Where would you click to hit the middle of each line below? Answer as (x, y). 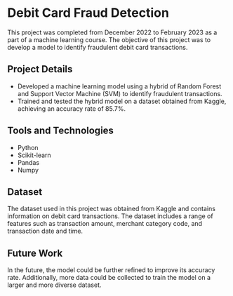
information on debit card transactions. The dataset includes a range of (110, 216)
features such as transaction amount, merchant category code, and (105, 224)
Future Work (35, 253)
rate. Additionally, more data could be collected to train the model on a (109, 278)
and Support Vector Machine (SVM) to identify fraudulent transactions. (120, 93)
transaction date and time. (45, 231)
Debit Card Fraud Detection (88, 13)
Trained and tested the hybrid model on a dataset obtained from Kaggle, (122, 101)
